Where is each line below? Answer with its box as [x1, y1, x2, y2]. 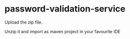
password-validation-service [4, 3, 126, 14]
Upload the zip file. [4, 19, 43, 25]
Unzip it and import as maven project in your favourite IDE [4, 28, 121, 34]
